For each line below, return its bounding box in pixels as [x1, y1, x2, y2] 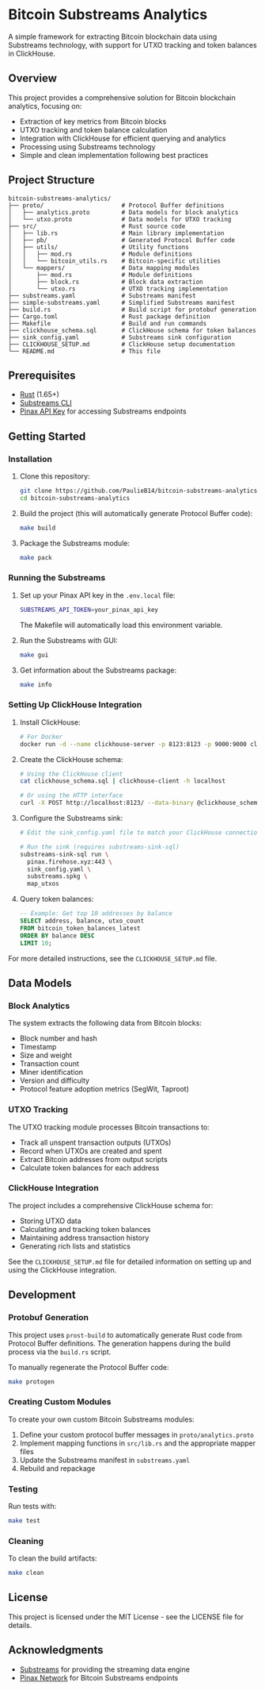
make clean [8, 1569, 44, 1577]
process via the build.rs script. [8, 1347, 112, 1357]
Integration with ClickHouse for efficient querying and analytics [19, 133, 226, 143]
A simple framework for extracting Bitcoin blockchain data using [8, 32, 218, 41]
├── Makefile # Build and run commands [8, 319, 207, 327]
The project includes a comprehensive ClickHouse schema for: [8, 1200, 214, 1210]
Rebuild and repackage [19, 1463, 96, 1473]
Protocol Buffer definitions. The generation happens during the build [8, 1338, 231, 1348]
